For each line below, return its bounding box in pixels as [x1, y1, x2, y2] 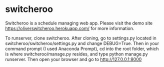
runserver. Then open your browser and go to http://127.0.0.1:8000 [5, 56, 142, 62]
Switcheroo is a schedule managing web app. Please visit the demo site [5, 20, 153, 26]
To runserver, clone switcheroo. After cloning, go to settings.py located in [5, 35, 156, 41]
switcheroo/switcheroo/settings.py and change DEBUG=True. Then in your [5, 40, 159, 46]
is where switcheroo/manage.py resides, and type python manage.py [5, 51, 148, 57]
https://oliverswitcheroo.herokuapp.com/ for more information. [5, 25, 134, 31]
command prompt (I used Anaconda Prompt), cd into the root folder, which [5, 45, 159, 51]
